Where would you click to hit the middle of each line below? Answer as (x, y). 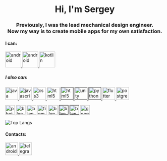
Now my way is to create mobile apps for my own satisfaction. (85, 31)
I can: (11, 43)
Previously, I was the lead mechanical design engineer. (85, 25)
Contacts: (16, 134)
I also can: (16, 77)
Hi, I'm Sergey (85, 9)
